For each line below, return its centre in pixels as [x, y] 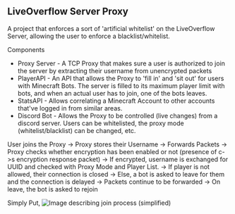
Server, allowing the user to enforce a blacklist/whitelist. [89, 36]
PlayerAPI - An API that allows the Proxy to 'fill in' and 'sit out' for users [121, 78]
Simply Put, [24, 203]
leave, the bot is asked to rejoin [53, 189]
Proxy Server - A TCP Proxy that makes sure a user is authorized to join [121, 63]
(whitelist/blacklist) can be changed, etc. [77, 130]
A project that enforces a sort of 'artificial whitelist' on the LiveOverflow [111, 28]
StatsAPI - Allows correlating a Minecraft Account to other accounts [116, 101]
